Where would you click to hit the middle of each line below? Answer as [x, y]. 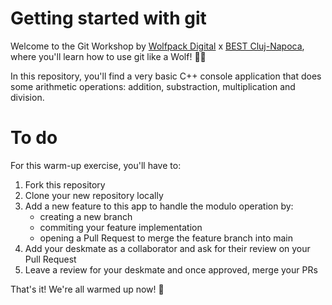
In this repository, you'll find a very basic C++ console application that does [166, 76]
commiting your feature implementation [121, 227]
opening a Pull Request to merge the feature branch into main [166, 238]
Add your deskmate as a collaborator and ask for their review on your [167, 248]
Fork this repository [65, 184]
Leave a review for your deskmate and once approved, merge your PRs [171, 269]
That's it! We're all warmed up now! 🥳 [87, 289]
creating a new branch [86, 216]
